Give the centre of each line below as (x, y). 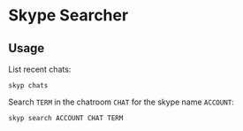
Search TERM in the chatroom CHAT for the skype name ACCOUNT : (121, 102)
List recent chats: (40, 69)
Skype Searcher (68, 15)
